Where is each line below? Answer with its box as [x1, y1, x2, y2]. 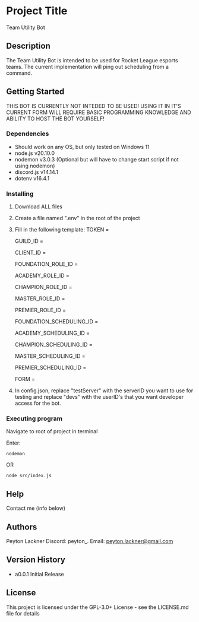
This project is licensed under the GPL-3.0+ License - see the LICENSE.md [6, 604, 189, 611]
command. [6, 69, 33, 77]
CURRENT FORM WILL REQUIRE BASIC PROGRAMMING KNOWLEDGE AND [6, 109, 191, 116]
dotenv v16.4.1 [14, 174, 50, 182]
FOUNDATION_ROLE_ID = [14, 261, 78, 268]
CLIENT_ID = [14, 249, 46, 256]
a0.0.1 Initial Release [14, 570, 64, 577]
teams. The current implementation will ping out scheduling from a [6, 63, 169, 70]
